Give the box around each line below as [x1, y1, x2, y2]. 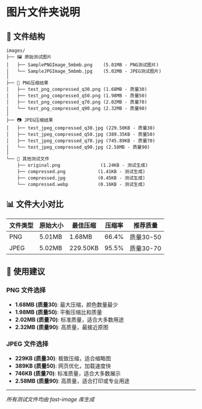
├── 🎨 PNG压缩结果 [6, 80, 49, 86]
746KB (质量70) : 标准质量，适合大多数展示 [14, 369, 121, 377]
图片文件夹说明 [6, 5, 81, 19]
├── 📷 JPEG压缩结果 [6, 117, 54, 123]
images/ [6, 48, 26, 54]
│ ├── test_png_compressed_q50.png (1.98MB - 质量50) [6, 93, 147, 99]
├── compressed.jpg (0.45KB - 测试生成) [17, 175, 145, 181]
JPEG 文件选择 [6, 340, 49, 348]
